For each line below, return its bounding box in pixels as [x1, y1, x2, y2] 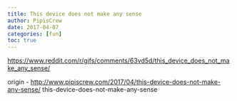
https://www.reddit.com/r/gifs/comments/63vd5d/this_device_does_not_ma [7, 56, 230, 65]
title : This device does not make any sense [7, 10, 142, 18]
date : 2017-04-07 [7, 23, 59, 31]
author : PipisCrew [7, 17, 62, 24]
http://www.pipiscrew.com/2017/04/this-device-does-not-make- [30, 78, 221, 86]
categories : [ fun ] [7, 30, 62, 38]
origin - [7, 78, 29, 86]
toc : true [7, 37, 37, 44]
